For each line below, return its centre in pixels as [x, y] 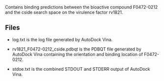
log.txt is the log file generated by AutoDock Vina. [62, 39]
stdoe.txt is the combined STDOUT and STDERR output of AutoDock [81, 69]
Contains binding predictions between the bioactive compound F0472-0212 [82, 7]
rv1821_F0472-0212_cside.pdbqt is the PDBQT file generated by [77, 49]
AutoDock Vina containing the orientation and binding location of [78, 54]
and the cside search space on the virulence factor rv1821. [64, 12]
